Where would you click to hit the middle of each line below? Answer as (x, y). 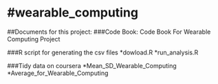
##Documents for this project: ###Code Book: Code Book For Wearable (109, 32)
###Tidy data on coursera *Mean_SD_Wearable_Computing (92, 65)
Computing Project (34, 39)
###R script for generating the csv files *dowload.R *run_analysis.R (103, 52)
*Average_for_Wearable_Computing (58, 73)
